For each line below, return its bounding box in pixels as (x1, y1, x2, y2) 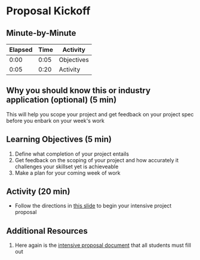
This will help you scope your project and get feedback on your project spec (6, 110, 194, 117)
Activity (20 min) (6, 187, 70, 197)
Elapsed (9, 46, 33, 54)
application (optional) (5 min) (6, 95, 117, 105)
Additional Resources (6, 225, 88, 236)
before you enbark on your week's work (6, 117, 104, 124)
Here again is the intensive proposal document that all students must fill (14, 242, 191, 249)
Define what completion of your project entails (14, 150, 130, 157)
